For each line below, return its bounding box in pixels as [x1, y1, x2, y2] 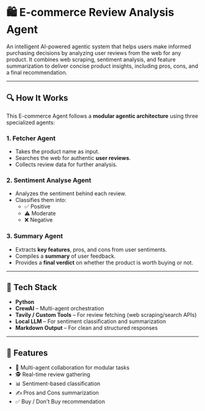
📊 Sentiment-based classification [15, 380, 101, 387]
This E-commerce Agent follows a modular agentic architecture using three [6, 112, 198, 120]
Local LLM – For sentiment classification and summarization [15, 318, 167, 325]
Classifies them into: [15, 197, 67, 204]
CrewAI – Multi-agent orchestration [15, 305, 104, 312]
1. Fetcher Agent [6, 134, 56, 142]
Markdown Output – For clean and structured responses [15, 324, 158, 332]
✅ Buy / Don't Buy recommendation [15, 398, 106, 406]
